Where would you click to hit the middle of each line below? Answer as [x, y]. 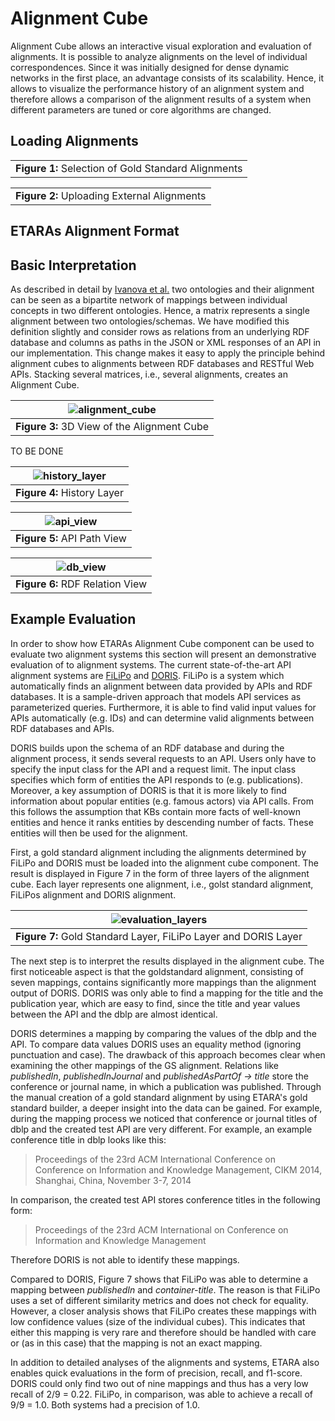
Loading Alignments [74, 141]
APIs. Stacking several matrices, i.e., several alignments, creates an [149, 374]
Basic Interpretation [73, 265]
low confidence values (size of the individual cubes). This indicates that [158, 1321]
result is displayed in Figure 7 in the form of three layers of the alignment [160, 873]
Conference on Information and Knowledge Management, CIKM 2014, [178, 1169]
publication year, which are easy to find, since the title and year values [155, 1003]
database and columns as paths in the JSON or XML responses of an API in [166, 342]
